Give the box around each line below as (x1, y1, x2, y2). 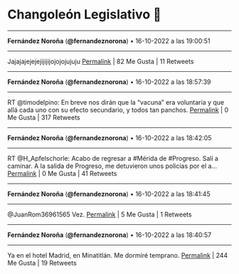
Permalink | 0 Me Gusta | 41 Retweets (7, 169, 117, 177)
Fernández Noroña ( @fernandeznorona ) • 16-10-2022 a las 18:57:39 (7, 78, 211, 86)
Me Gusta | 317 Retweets (7, 113, 80, 122)
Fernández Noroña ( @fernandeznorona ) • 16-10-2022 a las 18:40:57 (7, 231, 212, 239)
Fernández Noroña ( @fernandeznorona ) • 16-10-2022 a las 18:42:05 (7, 133, 212, 142)
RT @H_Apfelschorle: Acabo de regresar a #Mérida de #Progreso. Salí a (7, 154, 219, 162)
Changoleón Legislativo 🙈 (7, 6, 161, 23)
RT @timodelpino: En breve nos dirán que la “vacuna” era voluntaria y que (7, 98, 225, 106)
